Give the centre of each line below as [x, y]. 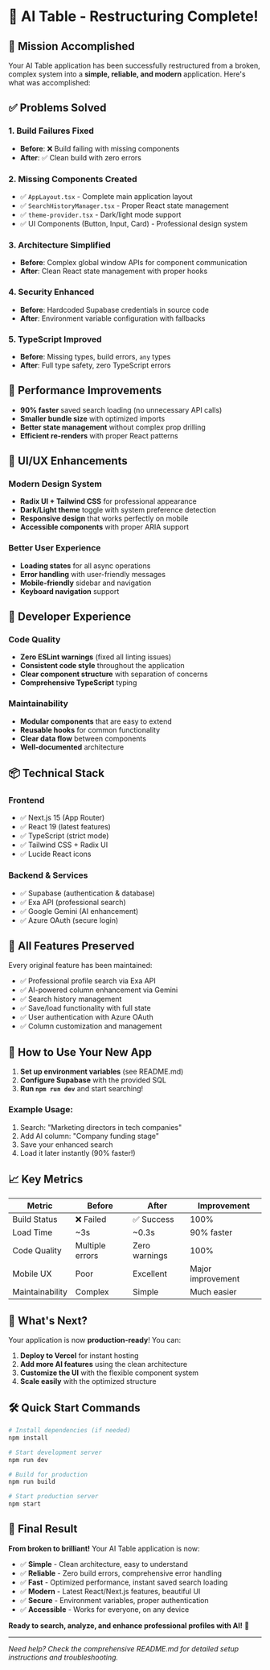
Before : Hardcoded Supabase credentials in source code [115, 309]
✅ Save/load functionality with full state [85, 1008]
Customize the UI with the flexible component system [109, 1373]
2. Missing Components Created [73, 179]
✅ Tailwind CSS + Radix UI [64, 845]
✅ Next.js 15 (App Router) [62, 818]
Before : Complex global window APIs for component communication [133, 263]
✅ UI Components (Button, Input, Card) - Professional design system [133, 223]
